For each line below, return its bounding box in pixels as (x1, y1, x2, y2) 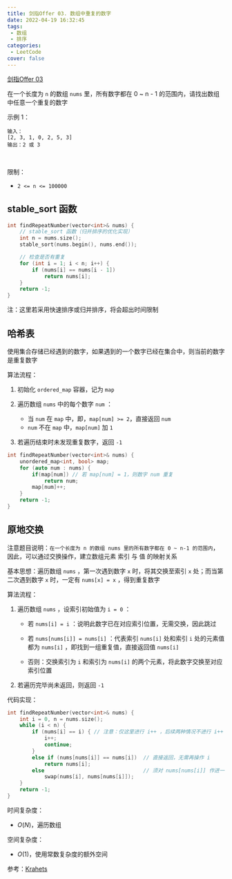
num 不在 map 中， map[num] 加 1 (27, 423, 113, 432)
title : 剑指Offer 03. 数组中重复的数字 (7, 10, 112, 17)
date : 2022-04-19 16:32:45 (7, 17, 85, 23)
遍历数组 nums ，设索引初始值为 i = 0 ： (17, 605, 131, 613)
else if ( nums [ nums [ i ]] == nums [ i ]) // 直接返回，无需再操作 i (32, 754, 211, 761)
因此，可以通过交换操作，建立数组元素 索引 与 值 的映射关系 (7, 552, 177, 560)
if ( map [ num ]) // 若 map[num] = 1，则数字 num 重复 (32, 471, 173, 478)
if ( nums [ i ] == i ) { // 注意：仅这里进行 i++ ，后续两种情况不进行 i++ (32, 728, 224, 735)
